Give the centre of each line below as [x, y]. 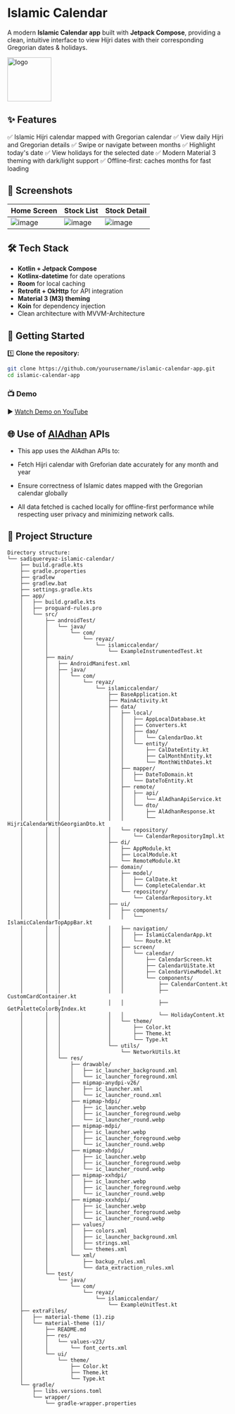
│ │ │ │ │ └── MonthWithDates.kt [116, 762]
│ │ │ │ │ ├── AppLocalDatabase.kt [113, 719]
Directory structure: [39, 552]
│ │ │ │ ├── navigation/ [94, 929]
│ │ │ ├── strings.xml [75, 1243]
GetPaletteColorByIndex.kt [47, 1009]
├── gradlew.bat [44, 583]
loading [18, 168]
